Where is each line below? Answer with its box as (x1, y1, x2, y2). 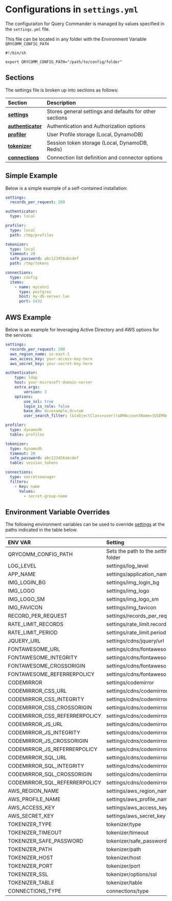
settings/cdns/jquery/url (106, 637, 164, 644)
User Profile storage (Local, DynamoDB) (47, 131, 143, 138)
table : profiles (10, 432, 45, 437)
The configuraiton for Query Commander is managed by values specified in (5, 21, 165, 27)
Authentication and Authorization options (47, 122, 146, 129)
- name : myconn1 (14, 284, 50, 289)
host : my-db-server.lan (18, 294, 70, 299)
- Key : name (14, 484, 40, 489)
